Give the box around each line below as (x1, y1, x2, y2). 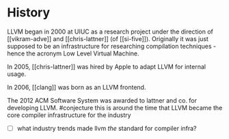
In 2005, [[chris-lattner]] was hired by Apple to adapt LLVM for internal (7, 62, 206, 71)
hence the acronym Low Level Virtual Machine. (7, 49, 139, 58)
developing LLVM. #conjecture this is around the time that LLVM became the (7, 103, 223, 112)
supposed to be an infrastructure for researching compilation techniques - (7, 42, 217, 50)
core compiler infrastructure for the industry (7, 111, 131, 119)
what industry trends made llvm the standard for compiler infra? (16, 124, 197, 132)
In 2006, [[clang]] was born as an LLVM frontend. (7, 83, 146, 91)
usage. (7, 70, 27, 78)
